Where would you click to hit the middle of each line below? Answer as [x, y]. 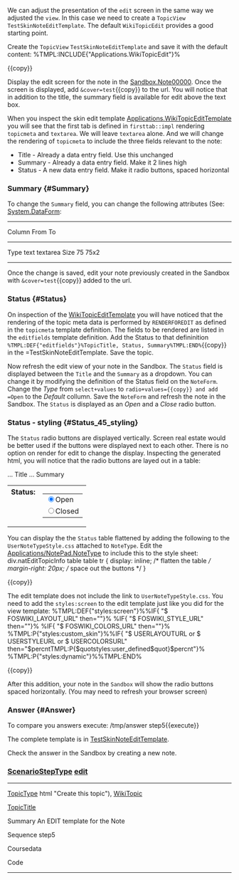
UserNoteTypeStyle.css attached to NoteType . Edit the [85, 545]
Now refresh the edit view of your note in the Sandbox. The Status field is [115, 366]
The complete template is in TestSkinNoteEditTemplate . [88, 739]
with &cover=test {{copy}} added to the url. [70, 281]
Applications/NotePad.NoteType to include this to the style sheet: [103, 553]
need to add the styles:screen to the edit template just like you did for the [116, 603]
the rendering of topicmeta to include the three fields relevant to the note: [115, 141]
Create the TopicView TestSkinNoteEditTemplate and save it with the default [117, 47]
